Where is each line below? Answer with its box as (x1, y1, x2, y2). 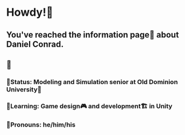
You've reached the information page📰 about (6, 30, 180, 40)
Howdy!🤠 (6, 5, 53, 19)
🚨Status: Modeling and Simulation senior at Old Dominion (6, 77, 178, 86)
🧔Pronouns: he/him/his (6, 120, 76, 129)
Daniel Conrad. (6, 39, 64, 49)
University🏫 (6, 85, 42, 93)
